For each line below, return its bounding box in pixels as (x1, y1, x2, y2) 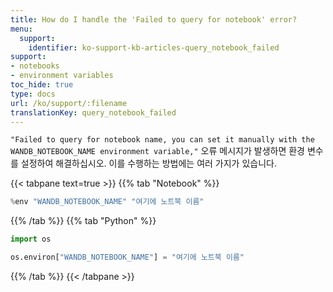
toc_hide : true (10, 80, 74, 90)
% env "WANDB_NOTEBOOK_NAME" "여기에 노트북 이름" (10, 197, 205, 207)
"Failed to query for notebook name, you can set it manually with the (10, 135, 315, 145)
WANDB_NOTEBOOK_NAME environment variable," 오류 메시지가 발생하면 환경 (10, 145, 305, 157)
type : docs (10, 89, 56, 99)
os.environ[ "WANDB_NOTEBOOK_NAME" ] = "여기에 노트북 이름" (10, 252, 245, 263)
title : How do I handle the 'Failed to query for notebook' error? (10, 14, 298, 25)
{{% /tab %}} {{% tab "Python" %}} (10, 215, 157, 227)
